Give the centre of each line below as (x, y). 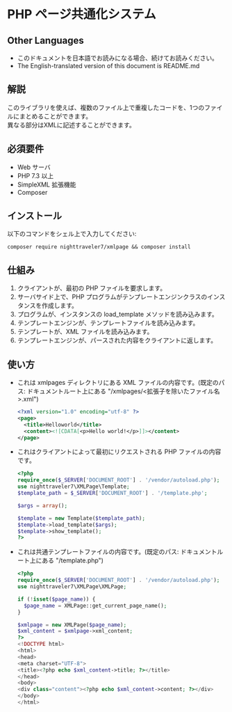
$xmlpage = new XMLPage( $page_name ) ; (72, 625)
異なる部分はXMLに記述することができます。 (71, 125)
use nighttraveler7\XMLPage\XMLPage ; (72, 587)
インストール (35, 216)
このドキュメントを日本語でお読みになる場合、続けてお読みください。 (118, 58)
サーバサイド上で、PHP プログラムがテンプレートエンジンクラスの (112, 297)
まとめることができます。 (56, 116)
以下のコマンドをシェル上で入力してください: (72, 234)
